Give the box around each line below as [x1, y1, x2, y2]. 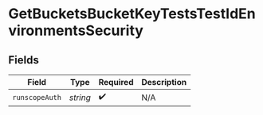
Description [141, 77, 187, 87]
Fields [8, 53, 40, 67]
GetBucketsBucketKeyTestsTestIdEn [8, 5, 257, 23]
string [69, 92, 92, 103]
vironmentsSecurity [8, 21, 143, 40]
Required [98, 77, 134, 87]
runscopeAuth [12, 93, 62, 102]
